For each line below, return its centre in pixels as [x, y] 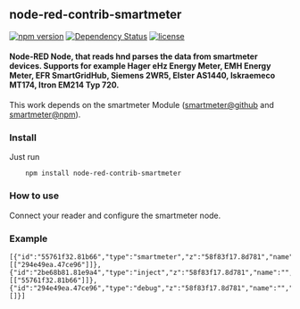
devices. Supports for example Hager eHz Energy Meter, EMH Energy [140, 66]
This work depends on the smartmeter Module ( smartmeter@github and [142, 105]
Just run [25, 157]
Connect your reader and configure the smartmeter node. [115, 215]
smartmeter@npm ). [45, 114]
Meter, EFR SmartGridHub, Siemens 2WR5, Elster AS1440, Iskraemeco [142, 76]
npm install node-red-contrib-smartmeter [103, 173]
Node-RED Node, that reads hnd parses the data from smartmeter [133, 56]
